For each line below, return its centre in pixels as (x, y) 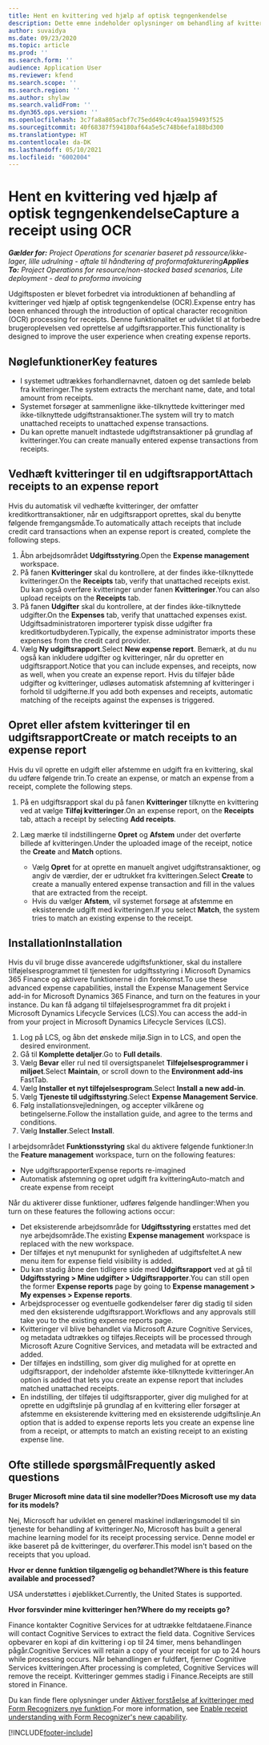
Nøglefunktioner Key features (83, 361)
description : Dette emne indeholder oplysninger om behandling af (121, 23)
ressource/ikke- (221, 253)
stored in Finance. (38, 1685)
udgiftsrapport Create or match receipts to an (123, 738)
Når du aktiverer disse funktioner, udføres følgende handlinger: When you (129, 1203)
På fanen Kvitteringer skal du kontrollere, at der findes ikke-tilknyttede (137, 572)
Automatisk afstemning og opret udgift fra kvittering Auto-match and (132, 1179)
